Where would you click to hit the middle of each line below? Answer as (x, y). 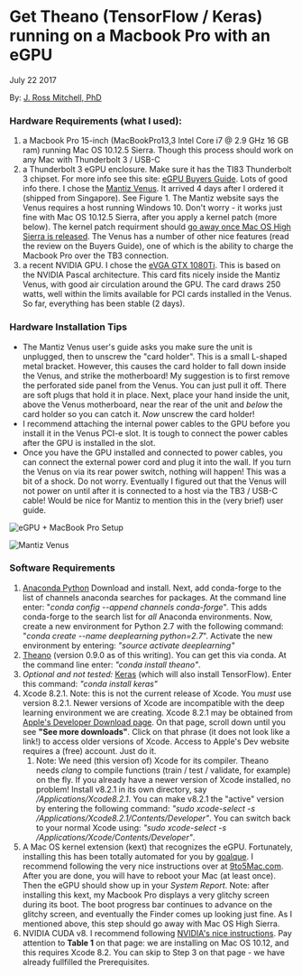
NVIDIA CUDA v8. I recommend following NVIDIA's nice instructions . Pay (157, 933)
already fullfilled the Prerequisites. (86, 962)
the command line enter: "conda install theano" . (111, 665)
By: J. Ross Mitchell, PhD (55, 98)
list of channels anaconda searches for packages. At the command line (154, 597)
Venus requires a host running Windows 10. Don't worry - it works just (152, 208)
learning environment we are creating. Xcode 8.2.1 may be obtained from (157, 712)
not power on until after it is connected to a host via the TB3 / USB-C (150, 490)
